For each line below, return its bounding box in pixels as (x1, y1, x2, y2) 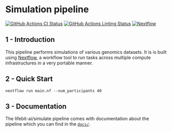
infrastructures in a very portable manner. (5, 60, 93, 66)
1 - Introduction (5, 35, 55, 44)
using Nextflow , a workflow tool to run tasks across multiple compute (5, 54, 151, 60)
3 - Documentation (5, 102, 67, 111)
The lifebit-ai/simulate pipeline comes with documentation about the (5, 116, 149, 122)
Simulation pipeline (5, 4, 89, 15)
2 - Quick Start (5, 75, 53, 83)
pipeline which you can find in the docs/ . (5, 121, 91, 127)
